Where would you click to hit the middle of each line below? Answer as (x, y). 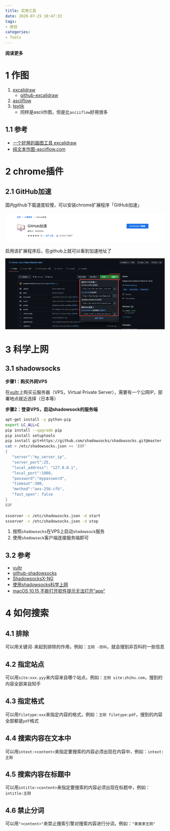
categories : (18, 32)
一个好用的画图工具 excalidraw (45, 142)
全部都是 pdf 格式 (22, 720)
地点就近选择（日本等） (34, 399)
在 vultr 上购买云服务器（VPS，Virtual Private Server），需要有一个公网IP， (82, 392)
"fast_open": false (32, 494)
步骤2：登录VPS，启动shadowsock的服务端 (52, 409)
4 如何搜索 (27, 613)
